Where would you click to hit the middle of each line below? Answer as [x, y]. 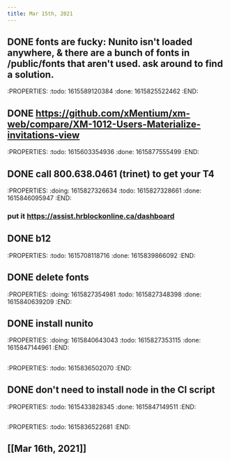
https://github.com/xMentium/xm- [113, 113]
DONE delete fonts [48, 277]
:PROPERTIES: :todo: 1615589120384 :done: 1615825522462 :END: [103, 91]
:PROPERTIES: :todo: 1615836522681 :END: [69, 427]
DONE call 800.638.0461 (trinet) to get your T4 [111, 174]
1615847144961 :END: [38, 348]
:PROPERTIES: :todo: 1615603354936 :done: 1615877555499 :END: [103, 152]
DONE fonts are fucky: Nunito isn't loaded [100, 42]
